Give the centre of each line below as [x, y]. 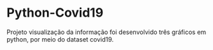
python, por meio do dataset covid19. [60, 39]
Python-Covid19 [55, 13]
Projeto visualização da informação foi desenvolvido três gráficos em [106, 32]
